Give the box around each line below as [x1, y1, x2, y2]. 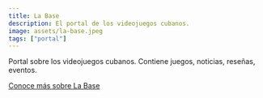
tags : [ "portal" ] [8, 34, 67, 43]
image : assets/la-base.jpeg [8, 27, 104, 35]
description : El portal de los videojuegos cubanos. [8, 19, 190, 28]
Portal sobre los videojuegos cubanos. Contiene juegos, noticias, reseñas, [8, 57, 256, 66]
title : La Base [8, 11, 60, 20]
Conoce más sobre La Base [8, 81, 100, 91]
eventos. [8, 66, 38, 75]
